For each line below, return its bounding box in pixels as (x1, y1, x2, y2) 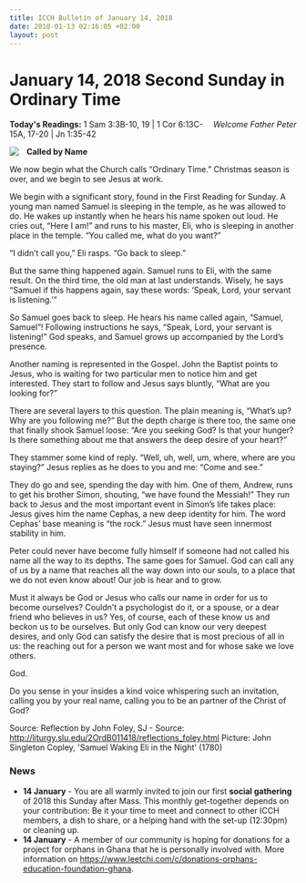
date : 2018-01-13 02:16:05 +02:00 (9, 22, 141, 31)
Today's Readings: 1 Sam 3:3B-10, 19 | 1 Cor (9, 119, 177, 130)
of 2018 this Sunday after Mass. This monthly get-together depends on (22, 795, 290, 806)
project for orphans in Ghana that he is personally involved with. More (22, 844, 285, 855)
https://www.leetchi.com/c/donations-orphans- (79, 853, 258, 864)
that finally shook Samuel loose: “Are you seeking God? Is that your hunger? (9, 425, 294, 436)
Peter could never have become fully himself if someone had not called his (9, 546, 290, 557)
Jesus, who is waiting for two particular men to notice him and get (9, 368, 258, 379)
